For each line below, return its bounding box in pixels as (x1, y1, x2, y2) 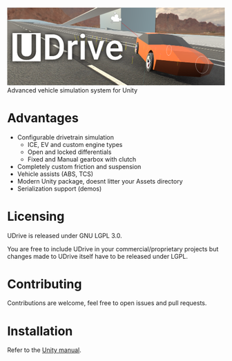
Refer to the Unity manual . (7, 346, 81, 354)
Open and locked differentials (27, 148, 112, 156)
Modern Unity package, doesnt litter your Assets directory (17, 177, 183, 185)
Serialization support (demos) (17, 184, 102, 193)
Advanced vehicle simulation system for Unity (7, 86, 138, 94)
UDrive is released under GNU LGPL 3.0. (7, 231, 122, 240)
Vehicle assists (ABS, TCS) (17, 170, 94, 178)
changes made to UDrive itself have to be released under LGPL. (7, 252, 188, 260)
